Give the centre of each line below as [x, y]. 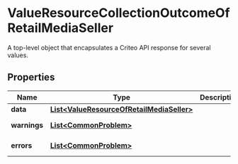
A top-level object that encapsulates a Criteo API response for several [109, 47]
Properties [31, 77]
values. [18, 55]
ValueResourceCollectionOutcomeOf [119, 13]
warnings [27, 125]
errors [22, 145]
